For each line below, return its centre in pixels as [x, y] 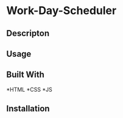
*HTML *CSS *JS [30, 89]
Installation [28, 109]
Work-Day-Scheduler [61, 11]
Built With [25, 75]
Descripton [28, 33]
